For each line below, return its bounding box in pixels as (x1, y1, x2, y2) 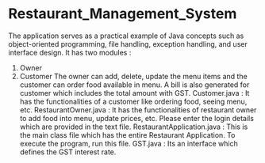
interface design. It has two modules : (8, 47, 132, 57)
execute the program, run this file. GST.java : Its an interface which (19, 138, 238, 148)
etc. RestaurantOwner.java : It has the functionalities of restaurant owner (19, 104, 257, 115)
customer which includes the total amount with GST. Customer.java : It (19, 88, 250, 97)
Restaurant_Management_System (8, 5, 237, 23)
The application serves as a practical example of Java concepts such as (8, 31, 244, 40)
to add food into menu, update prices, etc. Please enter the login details (19, 113, 254, 123)
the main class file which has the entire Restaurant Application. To (19, 130, 236, 139)
